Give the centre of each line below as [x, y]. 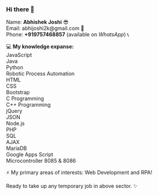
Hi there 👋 [20, 9]
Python [15, 67]
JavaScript [19, 55]
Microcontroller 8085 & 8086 [41, 161]
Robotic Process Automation [40, 74]
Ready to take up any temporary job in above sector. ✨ [72, 186]
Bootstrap [18, 93]
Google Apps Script [30, 155]
